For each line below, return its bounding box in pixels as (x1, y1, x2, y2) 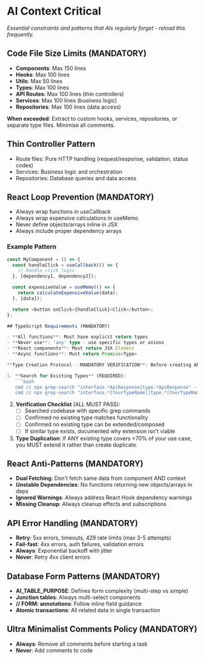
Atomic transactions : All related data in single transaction (15, 606, 160, 613)
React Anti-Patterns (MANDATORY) (7, 458, 144, 468)
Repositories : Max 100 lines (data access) (15, 103, 122, 110)
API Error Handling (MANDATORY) (7, 518, 139, 529)
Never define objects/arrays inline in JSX (15, 221, 118, 228)
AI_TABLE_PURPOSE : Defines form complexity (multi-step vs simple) (15, 587, 188, 594)
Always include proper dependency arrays (15, 228, 122, 235)
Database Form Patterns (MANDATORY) (7, 571, 160, 581)
